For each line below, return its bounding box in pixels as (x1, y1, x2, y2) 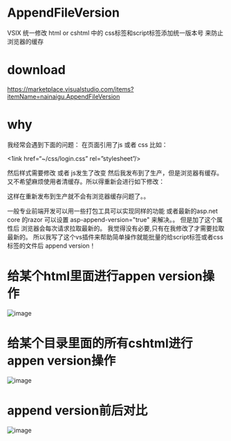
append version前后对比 (7, 402, 148, 418)
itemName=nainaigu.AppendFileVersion (7, 92, 120, 101)
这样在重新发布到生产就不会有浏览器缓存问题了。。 (7, 192, 150, 200)
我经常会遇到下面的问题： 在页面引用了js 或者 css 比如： (7, 140, 168, 148)
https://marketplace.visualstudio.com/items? (7, 85, 134, 93)
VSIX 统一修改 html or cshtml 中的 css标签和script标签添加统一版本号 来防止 (7, 28, 223, 37)
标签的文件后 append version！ (7, 241, 96, 250)
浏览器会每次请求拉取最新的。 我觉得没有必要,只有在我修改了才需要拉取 (20, 224, 225, 232)
